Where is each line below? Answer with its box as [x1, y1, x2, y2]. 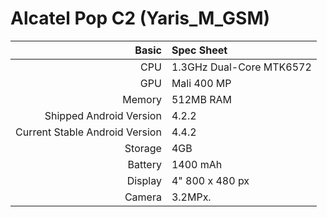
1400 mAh [171, 157, 223, 171]
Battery [127, 157, 162, 171]
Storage [124, 141, 162, 155]
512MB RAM [171, 92, 233, 106]
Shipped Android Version [44, 108, 162, 122]
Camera [124, 190, 162, 204]
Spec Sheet [171, 43, 228, 57]
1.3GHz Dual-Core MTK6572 [171, 60, 312, 74]
